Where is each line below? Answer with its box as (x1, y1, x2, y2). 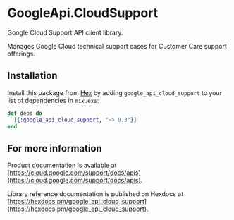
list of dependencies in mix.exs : (7, 96, 99, 104)
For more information (7, 142, 102, 154)
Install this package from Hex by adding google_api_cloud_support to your (7, 88, 223, 97)
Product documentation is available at (7, 161, 117, 170)
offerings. (7, 49, 36, 58)
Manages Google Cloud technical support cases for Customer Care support (7, 42, 228, 50)
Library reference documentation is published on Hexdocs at (7, 190, 184, 198)
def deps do (7, 109, 42, 117)
